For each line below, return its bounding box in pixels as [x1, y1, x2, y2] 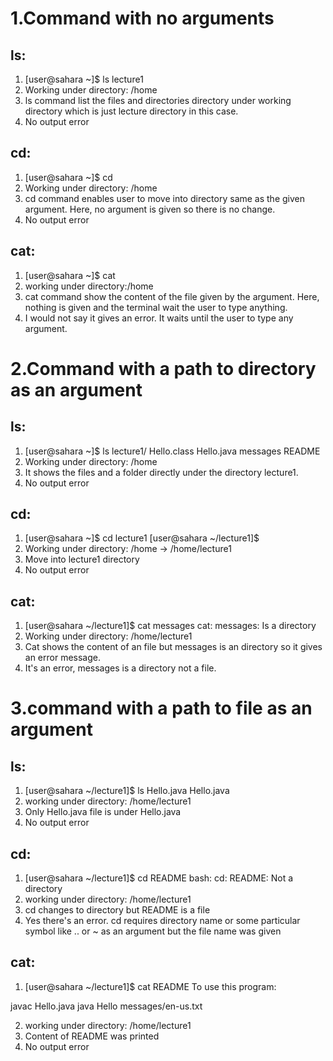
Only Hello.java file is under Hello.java [24, 806, 182, 818]
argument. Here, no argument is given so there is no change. [24, 203, 276, 215]
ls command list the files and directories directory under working [24, 95, 292, 106]
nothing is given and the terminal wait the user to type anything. [24, 301, 288, 313]
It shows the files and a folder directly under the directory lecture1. [24, 466, 299, 478]
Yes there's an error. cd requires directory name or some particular [24, 915, 301, 927]
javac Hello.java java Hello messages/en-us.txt [10, 1000, 203, 1012]
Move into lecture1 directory [24, 553, 140, 566]
